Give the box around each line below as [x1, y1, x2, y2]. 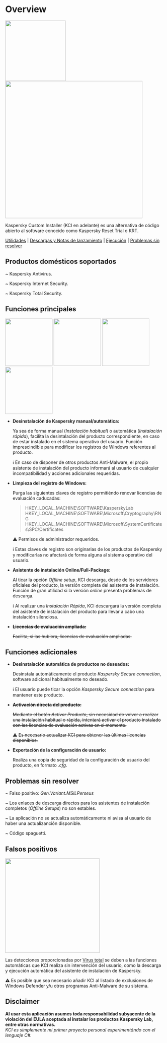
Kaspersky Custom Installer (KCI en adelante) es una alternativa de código [5, 222, 159, 228]
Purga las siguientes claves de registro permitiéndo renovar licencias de [12, 490, 162, 496]
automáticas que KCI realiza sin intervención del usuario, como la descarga [5, 962, 161, 968]
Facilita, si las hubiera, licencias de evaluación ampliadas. [12, 633, 132, 639]
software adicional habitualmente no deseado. [12, 676, 109, 682]
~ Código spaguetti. [5, 830, 47, 837]
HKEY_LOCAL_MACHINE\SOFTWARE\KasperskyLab [25, 505, 134, 511]
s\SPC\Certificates [25, 526, 64, 532]
